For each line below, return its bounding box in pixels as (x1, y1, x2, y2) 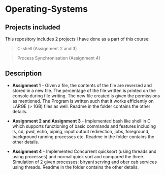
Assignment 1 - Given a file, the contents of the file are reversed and (12, 82, 152, 88)
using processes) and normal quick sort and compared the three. (12, 153, 144, 159)
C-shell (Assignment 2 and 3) (17, 46, 77, 51)
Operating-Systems (5, 3, 88, 15)
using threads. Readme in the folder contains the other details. (12, 164, 139, 170)
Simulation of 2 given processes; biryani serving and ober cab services (12, 159, 157, 165)
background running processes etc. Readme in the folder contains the (12, 134, 155, 140)
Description (5, 69, 42, 78)
